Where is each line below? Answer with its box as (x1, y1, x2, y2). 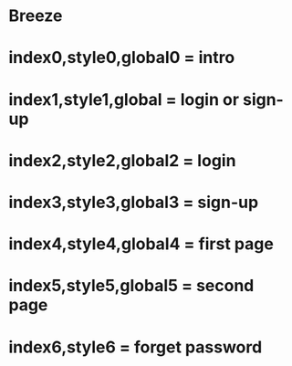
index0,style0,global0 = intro (8, 47, 235, 68)
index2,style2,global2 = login (8, 150, 236, 171)
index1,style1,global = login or (8, 89, 239, 110)
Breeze (8, 5, 63, 26)
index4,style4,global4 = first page (8, 234, 275, 255)
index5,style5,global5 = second (8, 276, 255, 297)
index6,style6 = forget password (8, 337, 263, 357)
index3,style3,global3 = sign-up (8, 192, 259, 213)
